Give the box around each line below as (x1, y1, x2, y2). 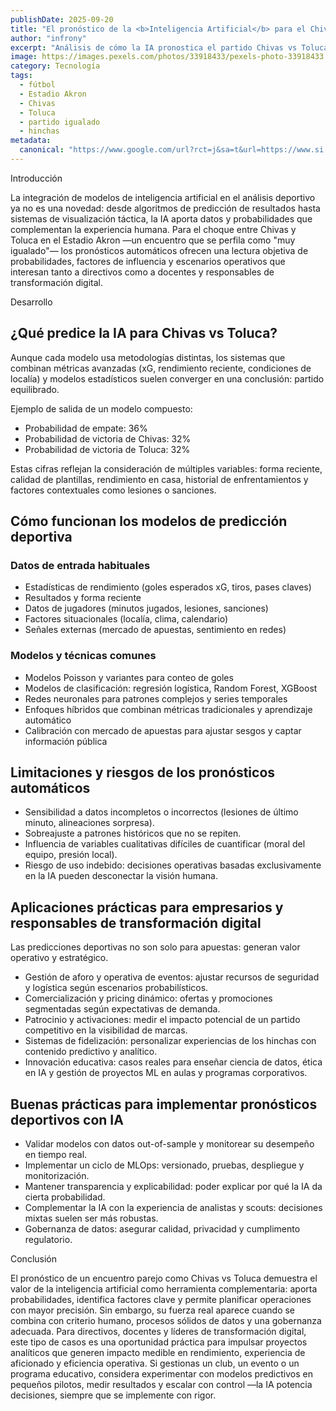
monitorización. (24, 1170, 90, 1182)
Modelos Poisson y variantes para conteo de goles (24, 671, 234, 683)
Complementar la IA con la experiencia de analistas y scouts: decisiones (24, 1202, 323, 1214)
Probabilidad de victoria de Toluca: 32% (24, 443, 191, 455)
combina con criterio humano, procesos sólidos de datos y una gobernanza (10, 1315, 322, 1327)
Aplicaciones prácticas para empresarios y (10, 899, 284, 916)
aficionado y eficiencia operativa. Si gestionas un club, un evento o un (10, 1357, 300, 1370)
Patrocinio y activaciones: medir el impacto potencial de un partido (24, 1014, 301, 1026)
